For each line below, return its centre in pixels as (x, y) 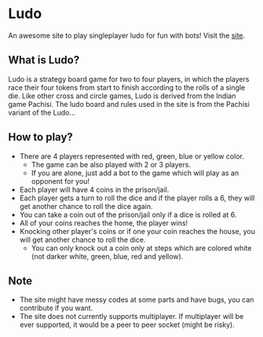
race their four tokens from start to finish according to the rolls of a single (127, 87)
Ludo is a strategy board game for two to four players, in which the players (129, 79)
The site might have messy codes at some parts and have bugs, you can (137, 300)
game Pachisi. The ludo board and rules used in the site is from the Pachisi (129, 104)
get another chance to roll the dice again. (86, 206)
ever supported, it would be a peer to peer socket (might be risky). (127, 325)
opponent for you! (60, 181)
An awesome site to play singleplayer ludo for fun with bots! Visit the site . (127, 35)
